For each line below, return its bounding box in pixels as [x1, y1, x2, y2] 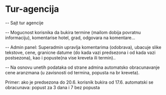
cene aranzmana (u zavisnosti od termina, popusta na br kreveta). [5, 69, 140, 75]
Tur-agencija [5, 3, 59, 15]
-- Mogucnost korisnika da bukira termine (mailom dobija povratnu [5, 29, 141, 35]
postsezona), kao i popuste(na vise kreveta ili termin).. [5, 54, 116, 60]
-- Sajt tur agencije [5, 20, 44, 26]
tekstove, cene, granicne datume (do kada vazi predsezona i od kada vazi [5, 49, 156, 55]
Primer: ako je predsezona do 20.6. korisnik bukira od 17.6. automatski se [5, 79, 154, 85]
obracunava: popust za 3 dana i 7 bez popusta [5, 84, 100, 90]
